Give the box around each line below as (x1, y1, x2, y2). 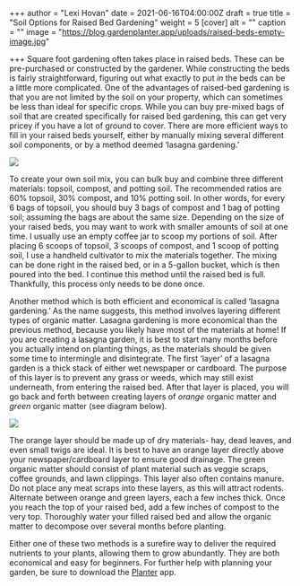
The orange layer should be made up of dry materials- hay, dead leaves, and (9, 435, 292, 445)
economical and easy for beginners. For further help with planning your (9, 557, 273, 568)
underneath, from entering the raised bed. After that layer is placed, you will (9, 381, 289, 392)
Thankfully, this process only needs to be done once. (9, 278, 206, 289)
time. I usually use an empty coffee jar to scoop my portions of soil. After (9, 231, 278, 241)
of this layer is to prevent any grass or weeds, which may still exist (9, 372, 253, 382)
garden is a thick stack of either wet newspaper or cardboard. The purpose (9, 363, 287, 373)
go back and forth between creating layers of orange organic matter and (9, 391, 277, 402)
